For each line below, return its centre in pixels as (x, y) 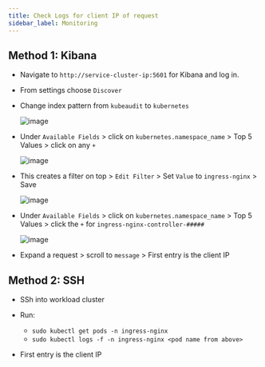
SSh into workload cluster (62, 300)
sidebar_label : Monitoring (53, 23)
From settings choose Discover (71, 90)
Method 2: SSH (47, 280)
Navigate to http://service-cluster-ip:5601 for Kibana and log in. (129, 75)
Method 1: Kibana (53, 56)
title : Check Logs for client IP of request (83, 16)
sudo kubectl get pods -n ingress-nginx (100, 331)
